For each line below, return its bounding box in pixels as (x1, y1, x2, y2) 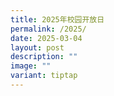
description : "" (10, 52, 78, 62)
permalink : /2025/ (10, 24, 87, 34)
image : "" (10, 61, 52, 71)
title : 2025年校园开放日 (10, 14, 105, 25)
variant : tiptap (10, 71, 78, 81)
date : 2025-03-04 (10, 33, 83, 43)
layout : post (10, 42, 65, 53)
